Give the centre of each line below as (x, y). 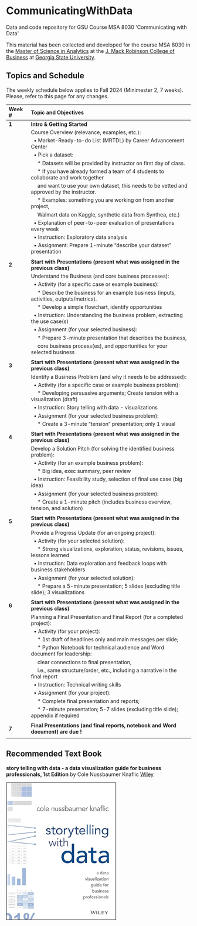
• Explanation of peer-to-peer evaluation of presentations (104, 222)
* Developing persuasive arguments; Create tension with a (108, 393)
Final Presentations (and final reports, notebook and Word (103, 725)
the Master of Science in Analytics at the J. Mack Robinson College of (90, 51)
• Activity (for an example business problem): (89, 462)
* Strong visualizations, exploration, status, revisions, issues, (110, 549)
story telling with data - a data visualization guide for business (84, 768)
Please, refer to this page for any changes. (57, 96)
